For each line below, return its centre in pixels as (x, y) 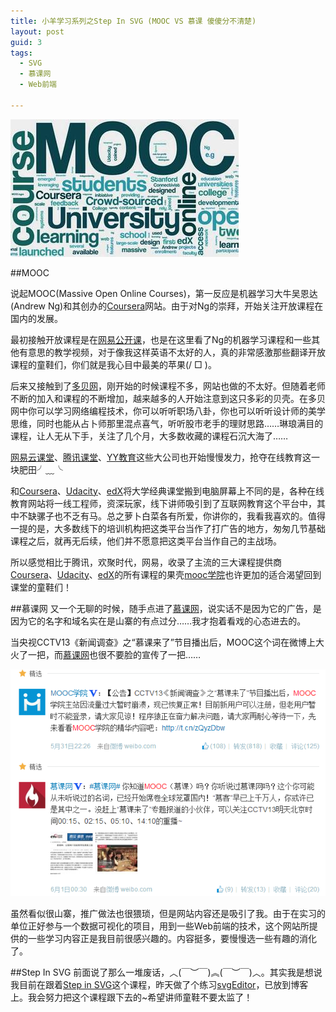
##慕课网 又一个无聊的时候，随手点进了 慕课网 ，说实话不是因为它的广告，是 (166, 608)
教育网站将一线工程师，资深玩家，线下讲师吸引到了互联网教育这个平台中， (163, 503)
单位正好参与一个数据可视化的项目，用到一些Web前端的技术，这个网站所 (160, 926)
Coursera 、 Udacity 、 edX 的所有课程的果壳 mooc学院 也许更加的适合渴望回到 (166, 574)
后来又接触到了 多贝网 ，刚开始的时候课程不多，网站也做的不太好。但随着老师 (168, 386)
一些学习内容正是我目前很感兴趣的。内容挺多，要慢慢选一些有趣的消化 (172, 938)
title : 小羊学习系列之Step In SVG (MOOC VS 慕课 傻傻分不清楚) (133, 21)
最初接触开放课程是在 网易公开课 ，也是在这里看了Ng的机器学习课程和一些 (161, 339)
